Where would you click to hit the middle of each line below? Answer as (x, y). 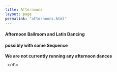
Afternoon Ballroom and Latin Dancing (45, 34)
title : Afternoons (24, 9)
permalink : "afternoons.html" (36, 18)
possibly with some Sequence (36, 45)
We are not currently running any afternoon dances (58, 56)
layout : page (18, 14)
